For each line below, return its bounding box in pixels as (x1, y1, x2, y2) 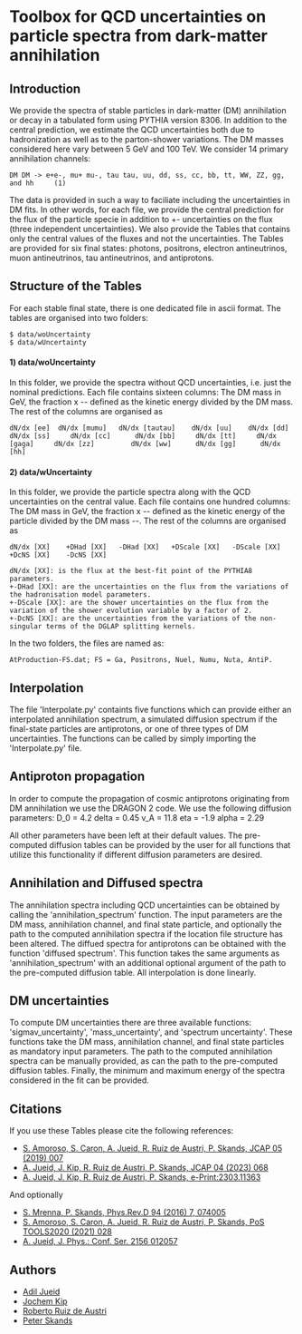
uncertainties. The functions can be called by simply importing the (9, 733, 257, 745)
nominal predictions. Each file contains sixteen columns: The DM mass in (9, 387, 282, 398)
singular (9, 622, 42, 631)
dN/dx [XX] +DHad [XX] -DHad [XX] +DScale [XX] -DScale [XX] (9, 542, 281, 552)
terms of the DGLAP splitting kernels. (45, 622, 196, 631)
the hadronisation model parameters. (9, 590, 152, 599)
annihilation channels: (9, 153, 90, 164)
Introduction (9, 81, 81, 96)
